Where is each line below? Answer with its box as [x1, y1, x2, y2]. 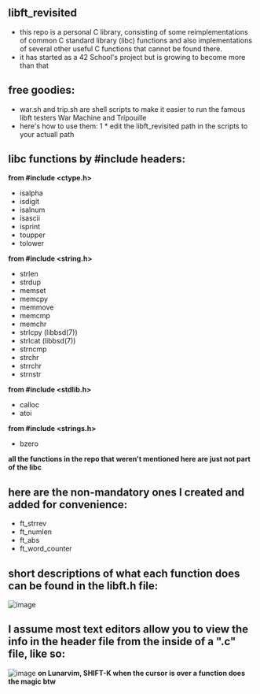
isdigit [19, 197, 40, 206]
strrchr [19, 362, 42, 371]
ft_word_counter [19, 544, 72, 554]
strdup [19, 277, 42, 287]
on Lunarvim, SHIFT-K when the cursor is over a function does [38, 668, 246, 677]
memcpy [19, 295, 49, 304]
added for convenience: [8, 498, 128, 511]
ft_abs [19, 536, 40, 545]
